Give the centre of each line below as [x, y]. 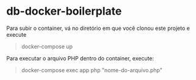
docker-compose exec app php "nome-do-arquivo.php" [92, 70]
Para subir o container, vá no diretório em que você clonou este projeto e [98, 28]
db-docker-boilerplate [64, 11]
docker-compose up [47, 46]
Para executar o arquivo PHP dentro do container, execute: [80, 58]
